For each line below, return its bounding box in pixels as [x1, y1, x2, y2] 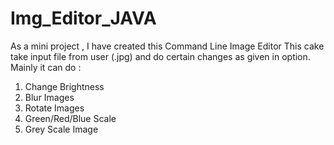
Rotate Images [24, 102, 85, 114]
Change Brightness [24, 80, 105, 92]
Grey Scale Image [24, 123, 99, 135]
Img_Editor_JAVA [10, 7, 157, 30]
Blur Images [24, 91, 75, 103]
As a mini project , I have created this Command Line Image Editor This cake [10, 40, 325, 52]
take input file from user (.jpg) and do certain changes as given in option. [10, 50, 311, 62]
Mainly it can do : [10, 61, 82, 73]
